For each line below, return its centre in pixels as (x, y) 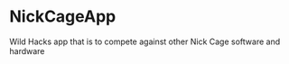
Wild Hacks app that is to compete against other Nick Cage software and (145, 41)
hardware (27, 50)
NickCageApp (63, 17)
